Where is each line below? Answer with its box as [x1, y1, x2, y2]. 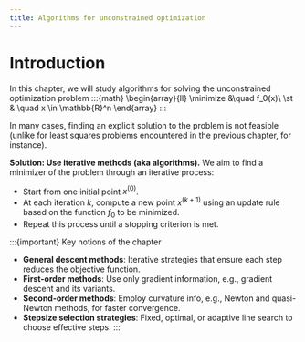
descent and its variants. [22, 283, 116, 294]
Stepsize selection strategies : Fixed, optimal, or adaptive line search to [22, 312, 294, 323]
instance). [9, 139, 47, 150]
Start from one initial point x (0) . [22, 184, 139, 197]
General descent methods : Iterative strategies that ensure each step [22, 254, 283, 264]
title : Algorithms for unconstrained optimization [9, 13, 206, 23]
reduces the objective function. [22, 264, 141, 275]
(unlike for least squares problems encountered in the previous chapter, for [9, 130, 292, 140]
